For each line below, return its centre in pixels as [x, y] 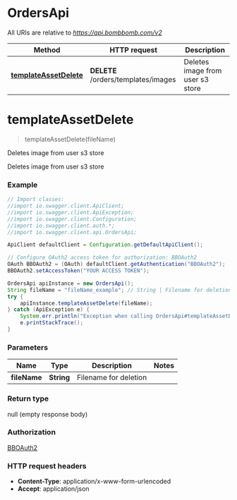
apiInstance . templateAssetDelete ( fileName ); [86, 303]
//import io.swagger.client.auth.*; [61, 226]
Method [47, 49]
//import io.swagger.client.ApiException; [71, 212]
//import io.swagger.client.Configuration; [72, 219]
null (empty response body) [48, 414]
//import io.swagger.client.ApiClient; [66, 206]
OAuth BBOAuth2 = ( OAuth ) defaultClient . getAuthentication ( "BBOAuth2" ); [116, 264]
